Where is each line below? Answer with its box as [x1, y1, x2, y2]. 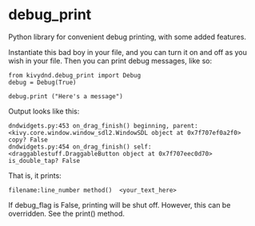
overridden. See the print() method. [8, 208, 126, 218]
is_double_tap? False [8, 157, 81, 165]
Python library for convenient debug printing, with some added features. [8, 32, 246, 42]
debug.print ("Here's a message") [8, 92, 124, 101]
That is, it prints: [8, 170, 62, 180]
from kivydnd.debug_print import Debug [8, 71, 141, 79]
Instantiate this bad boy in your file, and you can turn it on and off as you [8, 47, 248, 57]
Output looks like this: [8, 106, 80, 116]
